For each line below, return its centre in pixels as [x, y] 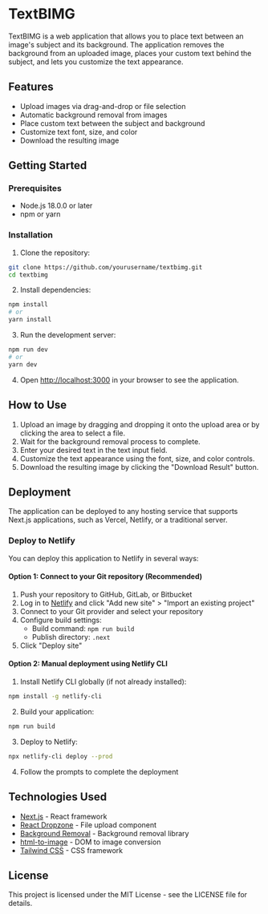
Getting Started [48, 166]
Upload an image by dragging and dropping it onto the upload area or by [140, 424]
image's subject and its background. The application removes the [116, 44]
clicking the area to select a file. [73, 433]
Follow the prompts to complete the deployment [99, 771]
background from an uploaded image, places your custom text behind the [130, 53]
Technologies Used [57, 797]
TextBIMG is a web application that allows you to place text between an [126, 36]
